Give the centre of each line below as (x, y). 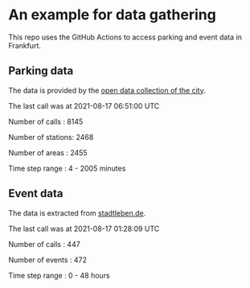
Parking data (41, 71)
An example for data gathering (113, 15)
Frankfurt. (25, 45)
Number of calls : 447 (44, 244)
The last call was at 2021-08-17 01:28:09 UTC (84, 228)
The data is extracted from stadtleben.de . (77, 213)
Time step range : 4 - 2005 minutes (67, 168)
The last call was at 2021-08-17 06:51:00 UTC (84, 105)
